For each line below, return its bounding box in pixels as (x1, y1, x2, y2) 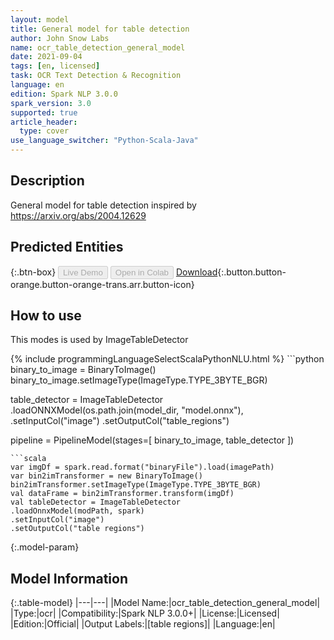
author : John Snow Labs (10, 33, 110, 43)
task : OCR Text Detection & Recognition (10, 71, 182, 81)
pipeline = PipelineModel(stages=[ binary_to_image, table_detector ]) (10, 434, 295, 446)
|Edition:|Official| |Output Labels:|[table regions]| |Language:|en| (10, 618, 276, 630)
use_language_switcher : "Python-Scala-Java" (10, 136, 199, 146)
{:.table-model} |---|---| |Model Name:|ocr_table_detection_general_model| (10, 597, 321, 609)
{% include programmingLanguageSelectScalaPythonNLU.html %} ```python (10, 353, 325, 365)
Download (175, 266, 218, 278)
